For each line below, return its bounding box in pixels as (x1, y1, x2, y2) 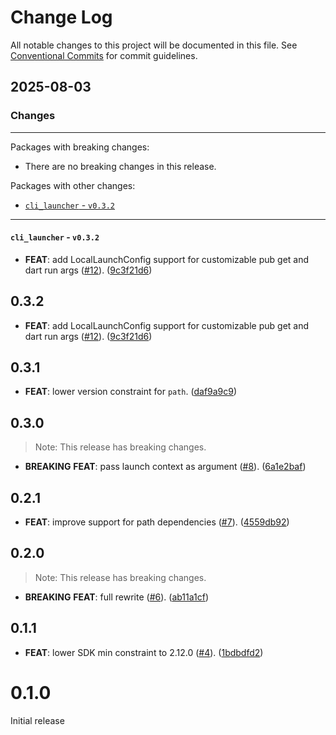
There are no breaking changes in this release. (24, 160, 217, 172)
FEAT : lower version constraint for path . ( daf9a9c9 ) (24, 386, 238, 398)
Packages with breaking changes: (10, 141, 150, 153)
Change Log (10, 6, 113, 29)
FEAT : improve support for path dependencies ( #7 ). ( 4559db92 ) (24, 516, 290, 528)
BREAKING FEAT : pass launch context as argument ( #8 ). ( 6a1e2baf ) (24, 461, 307, 473)
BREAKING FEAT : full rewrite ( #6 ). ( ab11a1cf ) (24, 591, 210, 603)
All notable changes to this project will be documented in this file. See (10, 39, 298, 51)
